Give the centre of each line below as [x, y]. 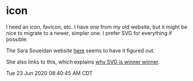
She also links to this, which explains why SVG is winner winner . [83, 62]
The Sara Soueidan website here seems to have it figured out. [80, 50]
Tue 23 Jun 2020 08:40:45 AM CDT [49, 73]
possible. [17, 39]
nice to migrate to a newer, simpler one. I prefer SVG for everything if [89, 33]
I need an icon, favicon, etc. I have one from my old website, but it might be [97, 27]
